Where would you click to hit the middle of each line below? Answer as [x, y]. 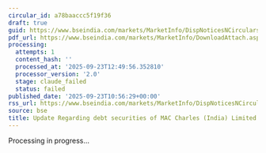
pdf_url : [23, 37]
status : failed [40, 89]
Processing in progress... [49, 140]
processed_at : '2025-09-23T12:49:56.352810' [90, 67]
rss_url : [23, 103]
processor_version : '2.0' [58, 74]
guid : [17, 30]
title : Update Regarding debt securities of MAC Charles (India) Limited [133, 118]
